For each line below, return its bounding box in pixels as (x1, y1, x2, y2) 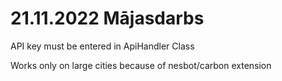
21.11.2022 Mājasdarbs (10, 7, 205, 30)
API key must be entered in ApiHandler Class (10, 40, 195, 52)
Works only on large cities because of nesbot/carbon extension (10, 59, 272, 71)
